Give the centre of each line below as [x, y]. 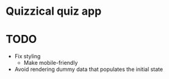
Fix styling [27, 56]
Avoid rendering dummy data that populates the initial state [88, 69]
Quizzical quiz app [54, 11]
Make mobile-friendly [51, 63]
